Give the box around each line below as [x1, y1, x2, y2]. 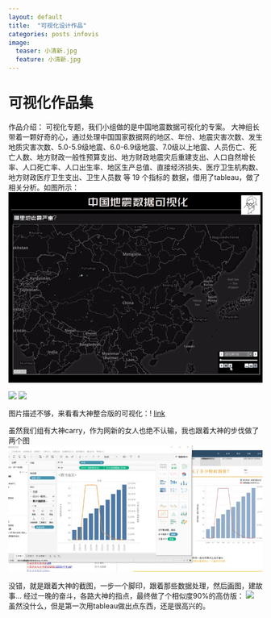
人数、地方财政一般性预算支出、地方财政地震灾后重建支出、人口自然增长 [15, 152, 256, 161]
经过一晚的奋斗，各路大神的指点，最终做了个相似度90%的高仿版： [23, 591, 244, 600]
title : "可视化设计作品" [8, 21, 87, 30]
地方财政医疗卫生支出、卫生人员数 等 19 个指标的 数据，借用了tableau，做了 [8, 172, 261, 182]
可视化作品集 [8, 94, 94, 112]
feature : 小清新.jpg [15, 56, 81, 64]
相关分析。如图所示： [8, 182, 79, 192]
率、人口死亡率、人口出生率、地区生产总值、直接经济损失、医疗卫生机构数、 [8, 162, 263, 172]
